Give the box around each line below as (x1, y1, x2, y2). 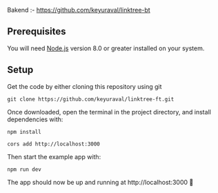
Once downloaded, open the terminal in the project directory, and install (7, 108, 212, 116)
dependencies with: (7, 115, 63, 123)
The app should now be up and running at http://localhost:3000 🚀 (7, 178, 194, 186)
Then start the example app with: (7, 152, 101, 161)
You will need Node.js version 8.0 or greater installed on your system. (7, 44, 205, 52)
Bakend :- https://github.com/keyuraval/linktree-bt (7, 6, 150, 14)
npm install (7, 128, 41, 135)
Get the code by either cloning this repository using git (7, 82, 162, 90)
